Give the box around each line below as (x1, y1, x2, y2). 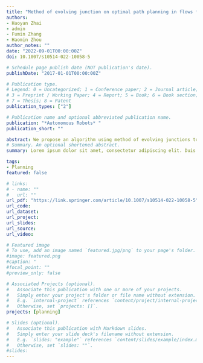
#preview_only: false (6, 270, 61, 276)
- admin (6, 25, 26, 32)
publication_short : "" (6, 125, 63, 131)
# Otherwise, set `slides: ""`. (6, 342, 94, 349)
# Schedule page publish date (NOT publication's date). (6, 65, 153, 71)
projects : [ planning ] (6, 309, 61, 315)
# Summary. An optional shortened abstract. (6, 142, 120, 148)
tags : (6, 159, 20, 165)
